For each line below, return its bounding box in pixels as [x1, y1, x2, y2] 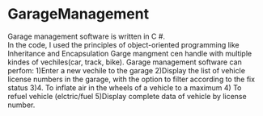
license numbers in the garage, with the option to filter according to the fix [7, 74, 256, 84]
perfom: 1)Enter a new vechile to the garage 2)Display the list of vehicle [7, 65, 246, 75]
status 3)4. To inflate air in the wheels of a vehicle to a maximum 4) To [7, 82, 242, 93]
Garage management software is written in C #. [7, 31, 166, 41]
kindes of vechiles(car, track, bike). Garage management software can [7, 57, 242, 67]
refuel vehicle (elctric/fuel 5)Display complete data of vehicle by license [7, 91, 248, 101]
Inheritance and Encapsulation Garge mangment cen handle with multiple [7, 48, 252, 58]
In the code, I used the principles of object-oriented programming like [7, 39, 240, 49]
